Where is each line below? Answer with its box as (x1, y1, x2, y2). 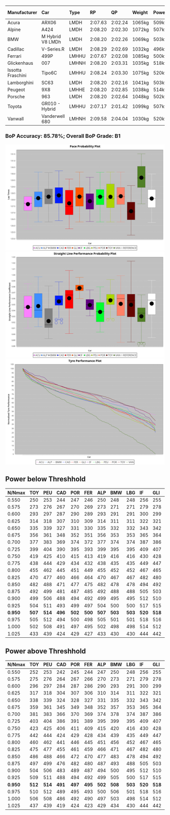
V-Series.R (41, 46, 65, 52)
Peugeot (7, 87, 25, 93)
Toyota (7, 103, 22, 109)
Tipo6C (41, 69, 57, 76)
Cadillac (7, 46, 24, 52)
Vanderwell (41, 113, 65, 119)
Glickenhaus (7, 60, 33, 66)
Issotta (7, 67, 22, 73)
